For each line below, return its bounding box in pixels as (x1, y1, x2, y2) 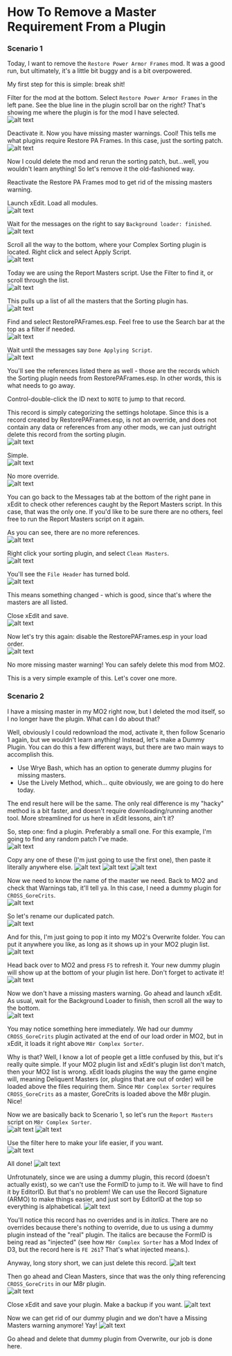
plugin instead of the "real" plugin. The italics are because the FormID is (7, 1230, 213, 1239)
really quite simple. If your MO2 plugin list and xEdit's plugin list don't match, (7, 1060, 226, 1068)
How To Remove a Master (7, 4, 157, 20)
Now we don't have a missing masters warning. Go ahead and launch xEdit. (7, 989, 223, 997)
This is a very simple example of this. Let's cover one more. (7, 674, 177, 683)
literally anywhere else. (7, 863, 73, 871)
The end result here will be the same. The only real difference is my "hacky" (7, 799, 224, 807)
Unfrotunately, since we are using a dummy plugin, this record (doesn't (7, 1173, 210, 1181)
